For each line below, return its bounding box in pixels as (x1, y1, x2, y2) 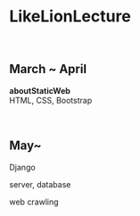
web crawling (9, 196, 60, 207)
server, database (9, 179, 71, 189)
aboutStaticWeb (9, 85, 71, 96)
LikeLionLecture (9, 6, 131, 27)
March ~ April (9, 62, 87, 77)
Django (9, 162, 36, 172)
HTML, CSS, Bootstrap (9, 95, 93, 105)
